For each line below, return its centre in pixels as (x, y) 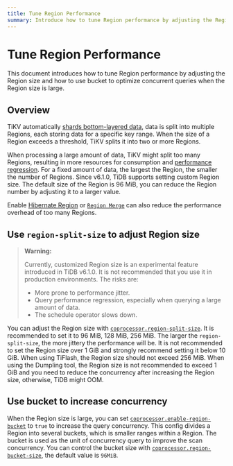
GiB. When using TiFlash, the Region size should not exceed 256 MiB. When (116, 358)
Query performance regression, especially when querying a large (128, 300)
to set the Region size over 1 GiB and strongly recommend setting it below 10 (116, 350)
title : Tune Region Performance (54, 14)
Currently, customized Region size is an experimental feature (111, 265)
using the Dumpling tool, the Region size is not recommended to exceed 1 (112, 365)
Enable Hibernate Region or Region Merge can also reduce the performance (114, 205)
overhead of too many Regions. (52, 213)
